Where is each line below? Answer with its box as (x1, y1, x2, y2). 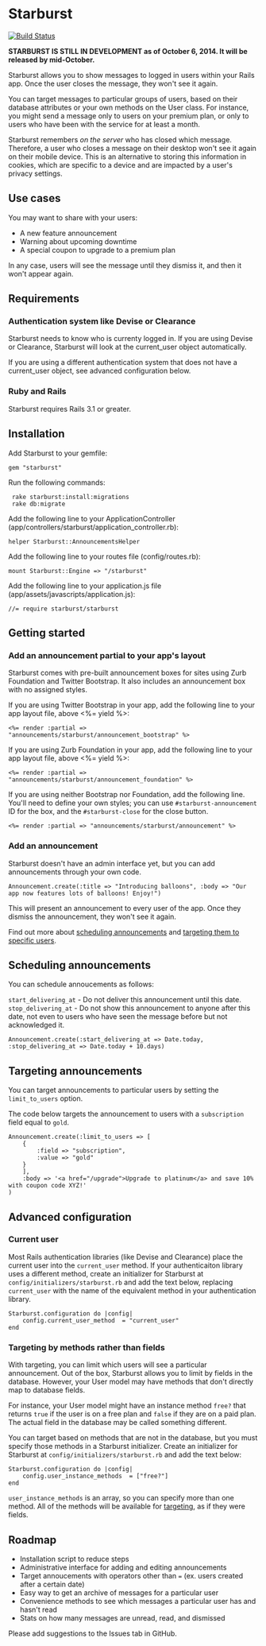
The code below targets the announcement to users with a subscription (8, 1110, 245, 1119)
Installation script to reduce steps (19, 1554, 129, 1563)
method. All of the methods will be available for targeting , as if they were (8, 1501, 246, 1511)
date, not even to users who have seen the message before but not (8, 1012, 228, 1021)
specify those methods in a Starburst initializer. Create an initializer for (8, 1442, 238, 1451)
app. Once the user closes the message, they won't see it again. (8, 79, 218, 88)
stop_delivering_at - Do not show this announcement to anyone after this (8, 1003, 251, 1013)
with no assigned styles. (8, 685, 87, 695)
